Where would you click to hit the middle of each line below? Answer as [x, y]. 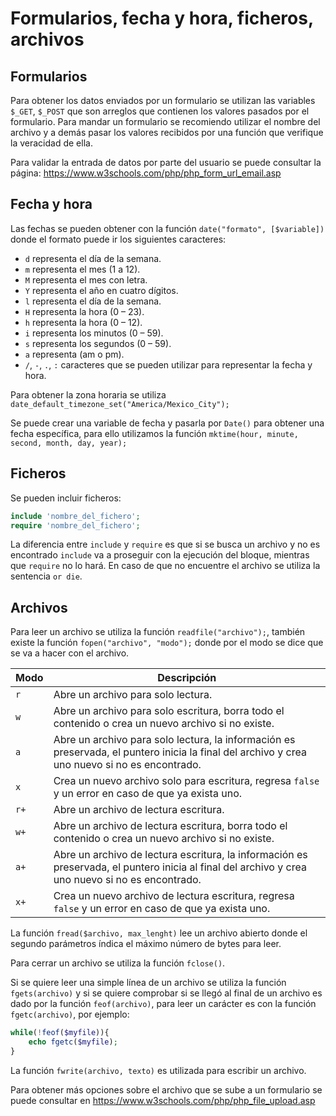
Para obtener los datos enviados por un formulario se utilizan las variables [163, 100]
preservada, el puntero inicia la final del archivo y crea [180, 752]
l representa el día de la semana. [93, 301]
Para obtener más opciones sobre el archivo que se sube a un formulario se [166, 1089]
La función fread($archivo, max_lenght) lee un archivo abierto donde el [159, 933]
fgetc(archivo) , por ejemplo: [70, 1014]
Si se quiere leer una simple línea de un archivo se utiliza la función [148, 983]
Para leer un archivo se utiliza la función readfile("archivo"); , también [158, 632]
